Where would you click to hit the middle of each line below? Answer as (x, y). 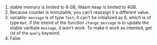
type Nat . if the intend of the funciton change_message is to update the (79, 22)
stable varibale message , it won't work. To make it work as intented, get (81, 28)
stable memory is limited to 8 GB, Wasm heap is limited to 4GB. (73, 7)
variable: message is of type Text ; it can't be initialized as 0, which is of (80, 17)
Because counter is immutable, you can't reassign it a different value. (80, 12)
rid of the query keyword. (35, 33)
